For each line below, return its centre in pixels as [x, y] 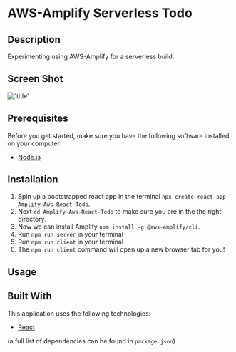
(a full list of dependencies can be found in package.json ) [92, 341]
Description [34, 40]
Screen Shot [35, 79]
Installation [33, 180]
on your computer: [35, 143]
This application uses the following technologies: [79, 313]
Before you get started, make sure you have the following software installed [118, 135]
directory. [32, 219]
